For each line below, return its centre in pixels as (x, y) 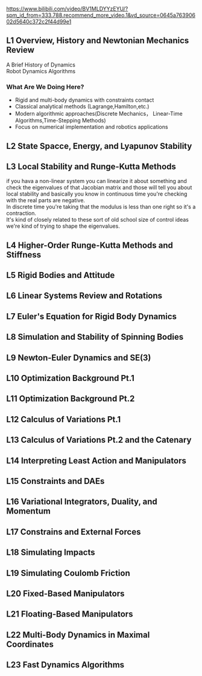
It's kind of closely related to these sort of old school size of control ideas (97, 220)
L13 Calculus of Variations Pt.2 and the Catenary (99, 440)
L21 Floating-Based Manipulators (70, 614)
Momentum (29, 511)
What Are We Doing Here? (45, 87)
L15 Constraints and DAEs (55, 481)
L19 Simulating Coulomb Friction (68, 573)
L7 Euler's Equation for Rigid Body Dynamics (91, 316)
